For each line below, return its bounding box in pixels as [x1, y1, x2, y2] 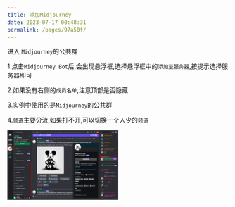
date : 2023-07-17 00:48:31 [7, 18, 87, 26]
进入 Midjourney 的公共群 [7, 47, 78, 56]
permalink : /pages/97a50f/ [7, 26, 87, 33]
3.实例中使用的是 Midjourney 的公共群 [7, 101, 113, 109]
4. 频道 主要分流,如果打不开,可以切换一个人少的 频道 [7, 116, 149, 125]
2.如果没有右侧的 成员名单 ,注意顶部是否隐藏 [7, 86, 129, 94]
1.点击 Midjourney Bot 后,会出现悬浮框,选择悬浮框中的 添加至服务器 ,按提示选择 [7, 62, 222, 70]
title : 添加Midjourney [7, 11, 72, 18]
